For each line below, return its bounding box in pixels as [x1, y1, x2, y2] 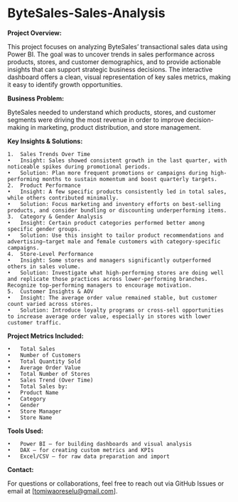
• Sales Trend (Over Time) [7, 376, 94, 384]
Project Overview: [7, 29, 62, 37]
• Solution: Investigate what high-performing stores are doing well [7, 269, 224, 276]
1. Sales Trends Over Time [7, 150, 91, 158]
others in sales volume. [7, 262, 81, 270]
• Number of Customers [7, 352, 81, 359]
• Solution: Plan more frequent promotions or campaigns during [7, 169, 208, 176]
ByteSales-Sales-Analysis [7, 5, 166, 21]
